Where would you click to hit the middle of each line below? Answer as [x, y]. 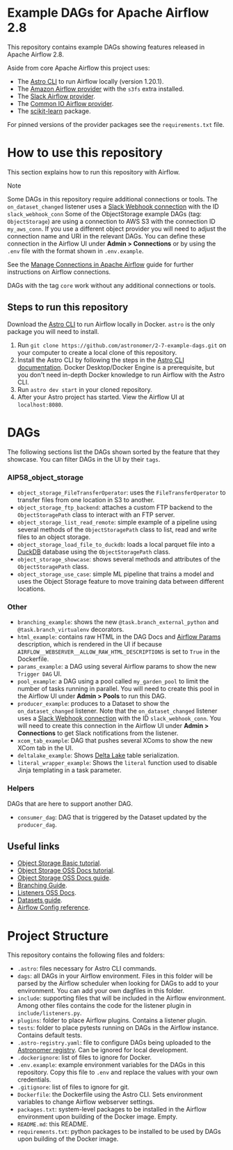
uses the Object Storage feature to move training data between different [120, 581]
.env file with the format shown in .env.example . [75, 251]
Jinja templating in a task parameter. [69, 770]
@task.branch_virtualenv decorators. [71, 630]
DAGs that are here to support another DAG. [70, 803]
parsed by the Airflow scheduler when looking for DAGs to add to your [118, 983]
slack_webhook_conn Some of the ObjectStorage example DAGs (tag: [104, 213]
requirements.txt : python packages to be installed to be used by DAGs [119, 1132]
